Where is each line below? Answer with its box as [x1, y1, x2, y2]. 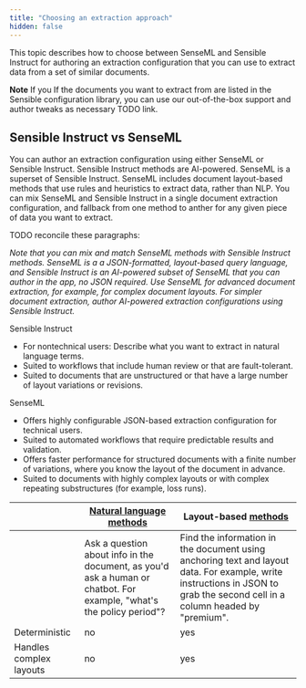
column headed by [179, 599, 260, 612]
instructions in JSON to [179, 577, 280, 589]
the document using [179, 543, 266, 556]
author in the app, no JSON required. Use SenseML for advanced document [9, 276, 296, 287]
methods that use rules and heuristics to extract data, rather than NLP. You [9, 183, 290, 194]
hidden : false [9, 22, 64, 31]
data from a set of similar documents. [9, 66, 150, 78]
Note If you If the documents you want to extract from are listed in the [9, 84, 271, 95]
